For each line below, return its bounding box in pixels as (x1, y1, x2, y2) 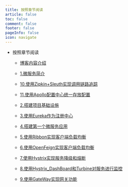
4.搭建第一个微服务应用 (19, 123, 68, 129)
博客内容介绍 (19, 60, 46, 66)
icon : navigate (5, 35, 37, 40)
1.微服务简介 (19, 70, 45, 76)
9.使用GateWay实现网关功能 (19, 176, 77, 182)
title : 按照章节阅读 (5, 7, 43, 12)
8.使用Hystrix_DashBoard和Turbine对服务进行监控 (19, 165, 123, 172)
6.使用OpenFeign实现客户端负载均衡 (19, 144, 95, 150)
